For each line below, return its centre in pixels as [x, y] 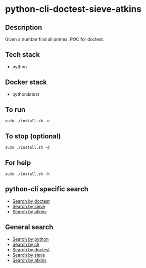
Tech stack [23, 55]
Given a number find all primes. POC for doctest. [55, 39]
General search [29, 227]
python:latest [26, 94]
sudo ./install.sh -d [27, 148]
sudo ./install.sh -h [27, 174]
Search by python [30, 239]
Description [24, 27]
